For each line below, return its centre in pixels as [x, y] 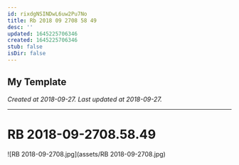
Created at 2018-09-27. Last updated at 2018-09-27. [85, 99]
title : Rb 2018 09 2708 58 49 [52, 21]
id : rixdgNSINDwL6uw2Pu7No [47, 14]
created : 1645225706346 [43, 40]
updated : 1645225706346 [43, 34]
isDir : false [27, 54]
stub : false [25, 47]
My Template [37, 82]
